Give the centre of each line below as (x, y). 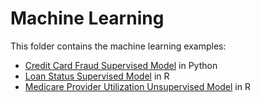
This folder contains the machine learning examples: (118, 46)
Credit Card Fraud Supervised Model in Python (121, 65)
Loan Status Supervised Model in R (97, 76)
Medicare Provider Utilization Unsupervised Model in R (137, 86)
